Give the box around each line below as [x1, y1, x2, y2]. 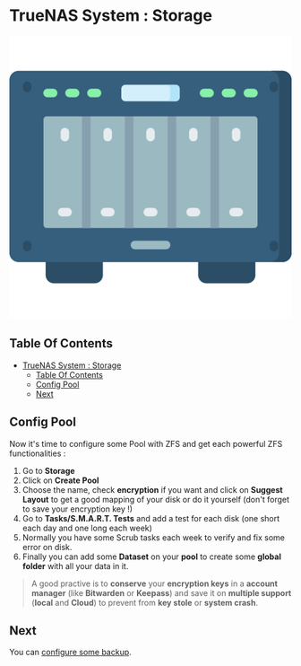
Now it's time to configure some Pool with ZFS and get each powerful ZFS [9, 438, 283, 449]
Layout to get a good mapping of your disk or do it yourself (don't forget [21, 494, 289, 504]
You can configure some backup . [9, 647, 132, 658]
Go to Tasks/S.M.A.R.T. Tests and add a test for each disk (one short [21, 513, 280, 523]
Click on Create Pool [21, 475, 99, 486]
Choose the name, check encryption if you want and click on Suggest [21, 484, 284, 495]
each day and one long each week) [21, 522, 152, 533]
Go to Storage [21, 465, 75, 476]
